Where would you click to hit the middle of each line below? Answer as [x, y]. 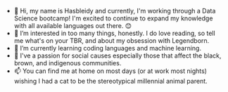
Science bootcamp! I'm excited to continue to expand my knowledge [113, 18]
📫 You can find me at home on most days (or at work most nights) [110, 71]
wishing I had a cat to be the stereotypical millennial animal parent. [110, 81]
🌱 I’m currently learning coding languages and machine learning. [108, 48]
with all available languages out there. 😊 [73, 26]
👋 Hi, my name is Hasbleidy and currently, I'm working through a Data [115, 11]
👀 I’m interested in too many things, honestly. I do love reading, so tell [115, 33]
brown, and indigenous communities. [68, 63]
